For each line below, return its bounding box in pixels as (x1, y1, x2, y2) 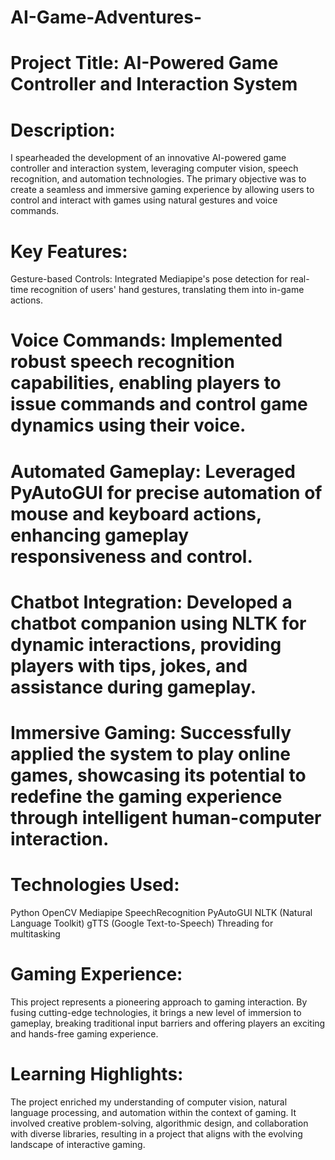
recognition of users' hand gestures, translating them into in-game (30, 284, 305, 296)
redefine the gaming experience (10, 786, 283, 808)
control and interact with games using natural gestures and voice (10, 194, 278, 206)
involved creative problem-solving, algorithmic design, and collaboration (10, 1117, 309, 1129)
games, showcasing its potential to (10, 764, 307, 786)
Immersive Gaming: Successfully (10, 722, 292, 744)
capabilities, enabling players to (10, 372, 282, 395)
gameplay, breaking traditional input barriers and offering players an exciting (10, 1017, 326, 1029)
